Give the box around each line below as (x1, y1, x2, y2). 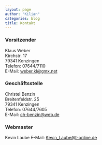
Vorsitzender (5, 37, 37, 43)
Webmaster (5, 124, 33, 130)
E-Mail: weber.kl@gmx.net (5, 68, 58, 74)
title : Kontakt (5, 20, 36, 26)
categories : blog (5, 16, 40, 21)
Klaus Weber (5, 47, 30, 53)
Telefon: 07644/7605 (5, 106, 47, 112)
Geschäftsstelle (5, 80, 43, 87)
